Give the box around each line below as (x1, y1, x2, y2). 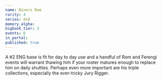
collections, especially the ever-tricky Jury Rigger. (5, 70, 109, 76)
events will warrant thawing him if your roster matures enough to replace (5, 59, 156, 65)
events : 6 (5, 31, 26, 36)
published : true (5, 40, 39, 45)
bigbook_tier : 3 (5, 26, 39, 31)
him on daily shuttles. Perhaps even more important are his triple (5, 64, 139, 70)
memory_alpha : (5, 21, 35, 27)
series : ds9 (5, 17, 30, 22)
